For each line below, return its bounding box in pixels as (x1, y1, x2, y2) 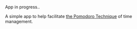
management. (5, 19, 33, 24)
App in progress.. (5, 4, 40, 10)
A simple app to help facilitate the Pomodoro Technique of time (5, 14, 132, 19)
